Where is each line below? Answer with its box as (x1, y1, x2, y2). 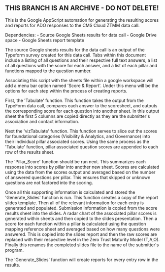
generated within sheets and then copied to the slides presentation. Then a (5, 215, 158, 222)
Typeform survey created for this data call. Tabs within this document (5, 52, 146, 58)
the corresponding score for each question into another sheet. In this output (5, 108, 160, 114)
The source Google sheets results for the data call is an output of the (5, 46, 145, 52)
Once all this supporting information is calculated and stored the (5, 189, 135, 195)
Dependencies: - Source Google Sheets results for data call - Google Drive (5, 32, 157, 38)
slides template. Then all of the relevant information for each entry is (5, 200, 144, 206)
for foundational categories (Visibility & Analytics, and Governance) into (5, 133, 150, 139)
